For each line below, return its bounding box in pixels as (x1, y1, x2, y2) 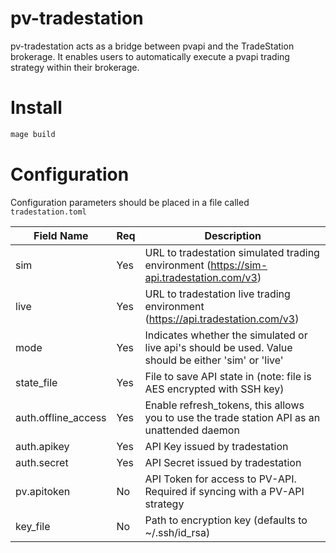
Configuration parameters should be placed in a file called (10, 196, 250, 208)
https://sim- (210, 258, 268, 272)
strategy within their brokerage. (10, 61, 140, 73)
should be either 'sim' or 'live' (144, 353, 284, 367)
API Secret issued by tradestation (144, 455, 302, 469)
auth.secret (15, 455, 69, 469)
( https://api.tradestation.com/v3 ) (144, 312, 300, 326)
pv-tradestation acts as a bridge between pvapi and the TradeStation (10, 40, 295, 52)
